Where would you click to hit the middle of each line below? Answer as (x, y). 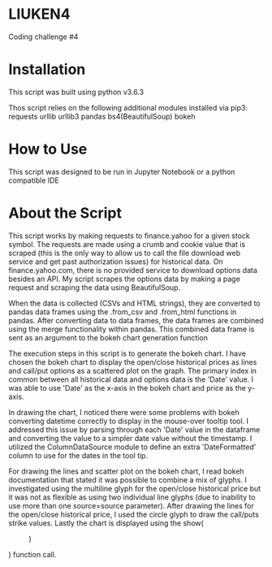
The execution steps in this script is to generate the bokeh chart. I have (127, 353)
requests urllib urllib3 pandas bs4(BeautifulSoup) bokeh (102, 116)
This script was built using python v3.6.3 (76, 92)
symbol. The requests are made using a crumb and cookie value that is (127, 244)
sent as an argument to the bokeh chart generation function (108, 337)
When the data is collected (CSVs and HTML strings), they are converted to (135, 303)
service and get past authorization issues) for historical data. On (116, 262)
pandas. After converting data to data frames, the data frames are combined (136, 320)
